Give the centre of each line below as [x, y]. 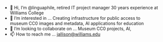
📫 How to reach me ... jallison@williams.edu [55, 34]
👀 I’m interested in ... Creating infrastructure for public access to [75, 18]
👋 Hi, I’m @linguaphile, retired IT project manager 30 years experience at [84, 8]
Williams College [27, 13]
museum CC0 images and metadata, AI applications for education [77, 23]
